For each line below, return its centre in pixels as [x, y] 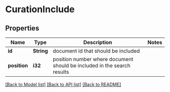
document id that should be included [96, 51]
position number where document [93, 59]
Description [98, 42]
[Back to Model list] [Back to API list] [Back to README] [63, 84]
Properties [22, 28]
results [61, 72]
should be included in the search [92, 66]
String [40, 51]
